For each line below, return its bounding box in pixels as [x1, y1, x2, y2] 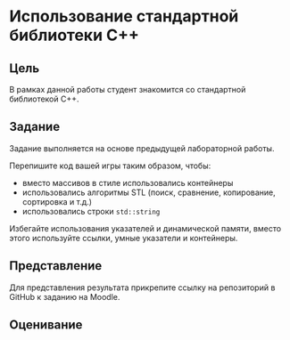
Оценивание [9, 318, 83, 333]
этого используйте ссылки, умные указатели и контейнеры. [9, 232, 238, 243]
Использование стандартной [9, 6, 239, 27]
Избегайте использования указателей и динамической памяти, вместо [9, 223, 282, 233]
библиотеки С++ [9, 25, 140, 45]
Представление [9, 258, 103, 273]
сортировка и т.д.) [21, 196, 92, 206]
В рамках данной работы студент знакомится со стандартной [9, 85, 246, 94]
